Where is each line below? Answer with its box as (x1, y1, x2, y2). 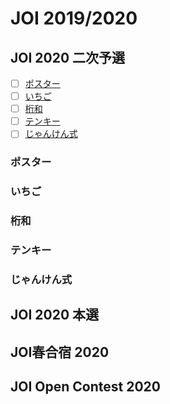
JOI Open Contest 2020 (10, 378, 161, 396)
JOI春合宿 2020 (10, 343, 110, 361)
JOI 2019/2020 (10, 7, 138, 30)
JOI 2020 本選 (10, 307, 100, 324)
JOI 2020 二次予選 (10, 49, 126, 66)
